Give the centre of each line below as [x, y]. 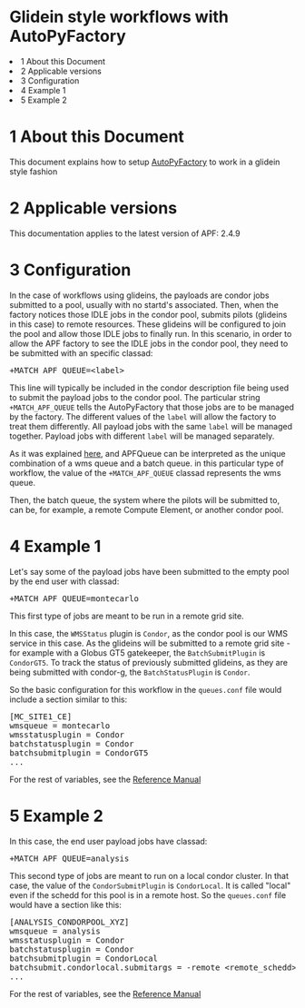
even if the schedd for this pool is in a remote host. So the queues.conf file [148, 894]
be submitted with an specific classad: [81, 353]
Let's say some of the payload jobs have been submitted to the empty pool [149, 571]
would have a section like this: [66, 904]
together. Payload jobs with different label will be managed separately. [142, 436]
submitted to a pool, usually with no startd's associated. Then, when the [144, 304]
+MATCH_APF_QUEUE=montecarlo [74, 598]
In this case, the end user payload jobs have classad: [108, 841]
